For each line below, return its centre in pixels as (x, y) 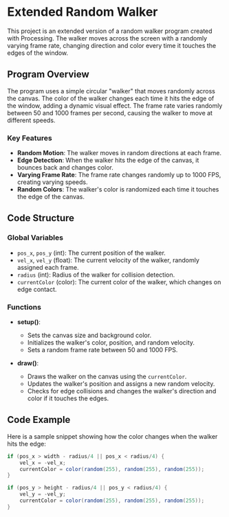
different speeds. (31, 120)
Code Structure (41, 218)
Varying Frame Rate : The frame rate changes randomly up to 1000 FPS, (119, 175)
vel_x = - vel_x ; (43, 463)
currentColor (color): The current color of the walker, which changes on (119, 282)
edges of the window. (38, 53)
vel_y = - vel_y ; (43, 494)
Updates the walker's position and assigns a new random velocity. (121, 384)
